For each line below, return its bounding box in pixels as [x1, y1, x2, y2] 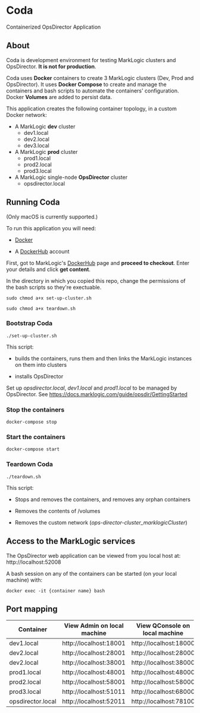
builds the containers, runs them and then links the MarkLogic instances [14, 354, 192, 362]
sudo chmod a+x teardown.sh [6, 305, 76, 311]
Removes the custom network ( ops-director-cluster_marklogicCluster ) [14, 518, 187, 526]
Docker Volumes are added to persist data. [6, 93, 112, 100]
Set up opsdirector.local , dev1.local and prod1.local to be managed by [6, 384, 177, 391]
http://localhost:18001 [62, 639, 126, 647]
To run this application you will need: [6, 224, 96, 232]
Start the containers [6, 433, 65, 442]
